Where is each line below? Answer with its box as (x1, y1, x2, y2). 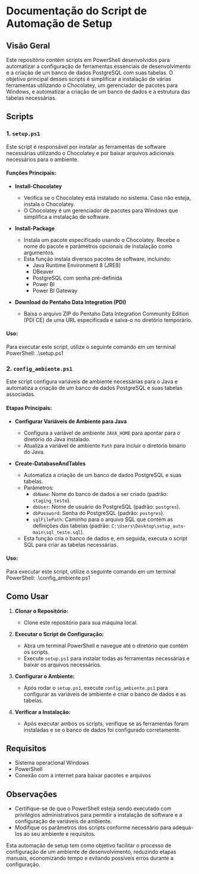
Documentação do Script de (6, 4, 147, 18)
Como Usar (6, 591, 49, 602)
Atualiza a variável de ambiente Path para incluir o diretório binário (23, 442, 186, 449)
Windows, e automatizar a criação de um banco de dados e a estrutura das (6, 88, 190, 95)
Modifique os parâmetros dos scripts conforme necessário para (14, 824, 172, 831)
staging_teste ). (32, 497, 71, 504)
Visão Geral (6, 41, 50, 51)
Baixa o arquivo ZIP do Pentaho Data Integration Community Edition (23, 310, 189, 317)
